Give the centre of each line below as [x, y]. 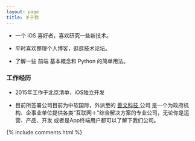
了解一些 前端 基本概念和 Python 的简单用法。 [72, 61]
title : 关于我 [23, 17]
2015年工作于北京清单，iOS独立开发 [60, 92]
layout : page [23, 12]
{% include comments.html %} [44, 132]
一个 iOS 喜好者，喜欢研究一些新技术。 [63, 35]
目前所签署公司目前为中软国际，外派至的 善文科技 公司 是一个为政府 [99, 105]
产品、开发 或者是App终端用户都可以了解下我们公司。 [92, 120]
